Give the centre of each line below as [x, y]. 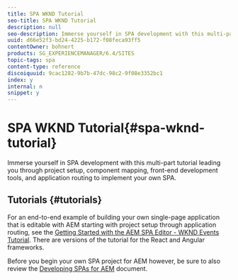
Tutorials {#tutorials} [55, 200]
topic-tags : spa [31, 60]
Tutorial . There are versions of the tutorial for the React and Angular [106, 240]
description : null [34, 27]
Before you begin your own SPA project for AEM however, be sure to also [114, 261]
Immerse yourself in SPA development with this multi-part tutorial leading [114, 163]
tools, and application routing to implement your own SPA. [92, 178]
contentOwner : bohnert [41, 47]
